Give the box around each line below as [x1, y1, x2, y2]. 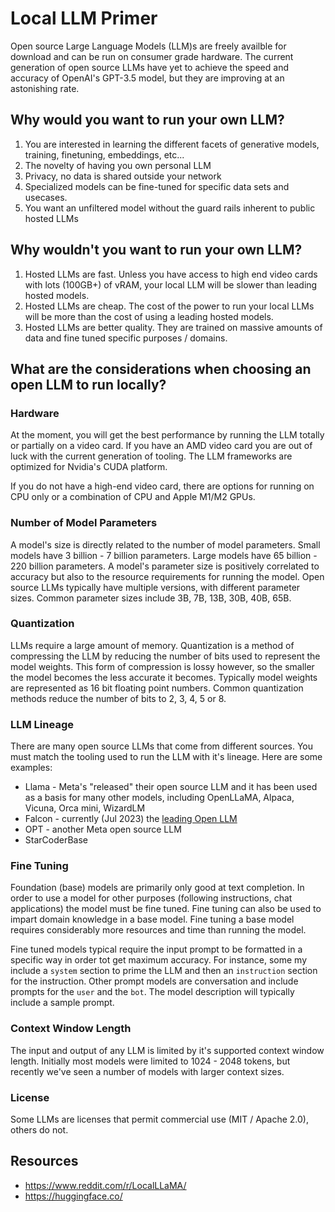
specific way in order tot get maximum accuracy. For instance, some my [10, 954, 308, 966]
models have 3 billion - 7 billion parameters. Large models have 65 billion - [10, 549, 318, 561]
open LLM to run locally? [10, 376, 167, 393]
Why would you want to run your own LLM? [10, 112, 285, 129]
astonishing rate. [10, 82, 80, 94]
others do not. [10, 1124, 69, 1136]
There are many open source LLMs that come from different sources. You [10, 740, 314, 752]
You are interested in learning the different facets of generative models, [24, 138, 320, 150]
